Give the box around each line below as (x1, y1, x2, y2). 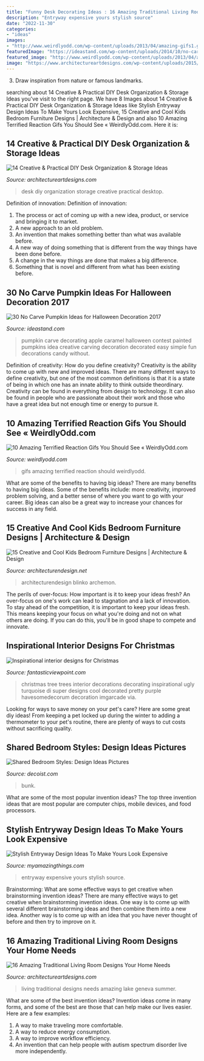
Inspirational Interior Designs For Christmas (6, 641, 175, 651)
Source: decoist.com (6, 770, 58, 777)
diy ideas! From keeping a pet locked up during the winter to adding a (6, 712, 180, 719)
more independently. (15, 1048, 67, 1055)
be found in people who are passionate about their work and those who (6, 394, 185, 401)
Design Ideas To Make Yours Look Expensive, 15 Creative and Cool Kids (6, 108, 186, 115)
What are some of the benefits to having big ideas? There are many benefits (6, 479, 197, 487)
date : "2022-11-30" (6, 20, 56, 26)
